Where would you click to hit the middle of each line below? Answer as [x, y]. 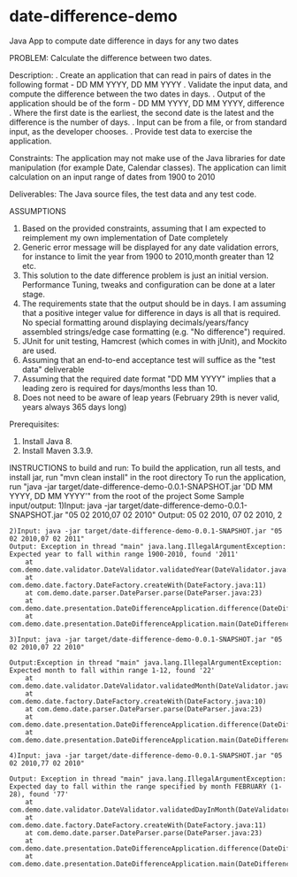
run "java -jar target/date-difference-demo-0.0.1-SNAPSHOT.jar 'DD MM [141, 486]
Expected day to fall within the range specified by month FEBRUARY [138, 786]
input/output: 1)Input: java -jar [63, 505]
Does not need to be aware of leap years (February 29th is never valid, [151, 397]
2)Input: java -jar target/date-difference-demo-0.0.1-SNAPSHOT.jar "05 [146, 531]
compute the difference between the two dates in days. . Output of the [137, 94]
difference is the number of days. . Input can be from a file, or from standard [148, 122]
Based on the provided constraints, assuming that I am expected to [144, 228]
